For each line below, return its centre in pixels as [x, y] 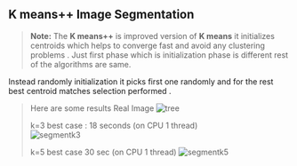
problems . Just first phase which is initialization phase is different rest [159, 55]
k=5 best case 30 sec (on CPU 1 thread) [103, 152]
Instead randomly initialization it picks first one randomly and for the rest [141, 81]
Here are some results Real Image [92, 108]
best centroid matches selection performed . [90, 91]
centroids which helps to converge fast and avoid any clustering [148, 45]
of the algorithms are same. [80, 64]
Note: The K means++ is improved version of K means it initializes [152, 36]
